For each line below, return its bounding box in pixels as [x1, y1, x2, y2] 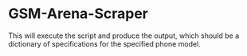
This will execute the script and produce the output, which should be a [8, 31, 240, 40]
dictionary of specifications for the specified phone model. [8, 39, 201, 48]
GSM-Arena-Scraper [8, 5, 149, 23]
